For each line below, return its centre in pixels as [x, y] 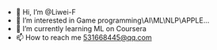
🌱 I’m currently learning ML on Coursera [81, 29]
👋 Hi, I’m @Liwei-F [46, 12]
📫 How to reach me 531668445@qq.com [84, 37]
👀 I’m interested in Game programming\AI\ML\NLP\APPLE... [112, 20]
